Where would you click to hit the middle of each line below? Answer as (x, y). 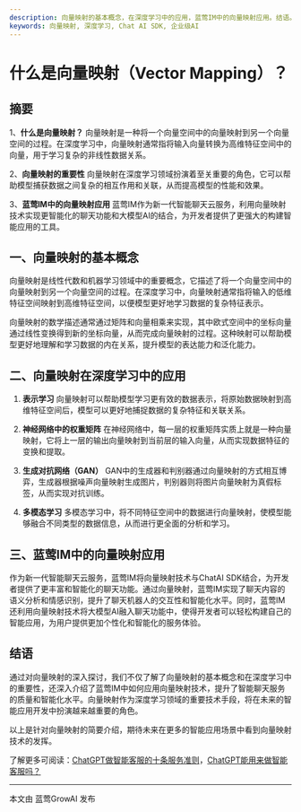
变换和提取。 (46, 452)
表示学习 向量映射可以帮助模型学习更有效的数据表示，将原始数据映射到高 (157, 399)
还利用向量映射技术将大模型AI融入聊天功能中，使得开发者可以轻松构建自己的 (150, 611)
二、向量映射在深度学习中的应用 (98, 375)
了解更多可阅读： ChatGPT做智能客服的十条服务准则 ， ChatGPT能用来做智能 (149, 760)
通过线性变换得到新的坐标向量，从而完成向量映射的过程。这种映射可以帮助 (146, 334)
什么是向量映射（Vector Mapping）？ (149, 73)
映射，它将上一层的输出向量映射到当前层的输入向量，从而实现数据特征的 (155, 441)
